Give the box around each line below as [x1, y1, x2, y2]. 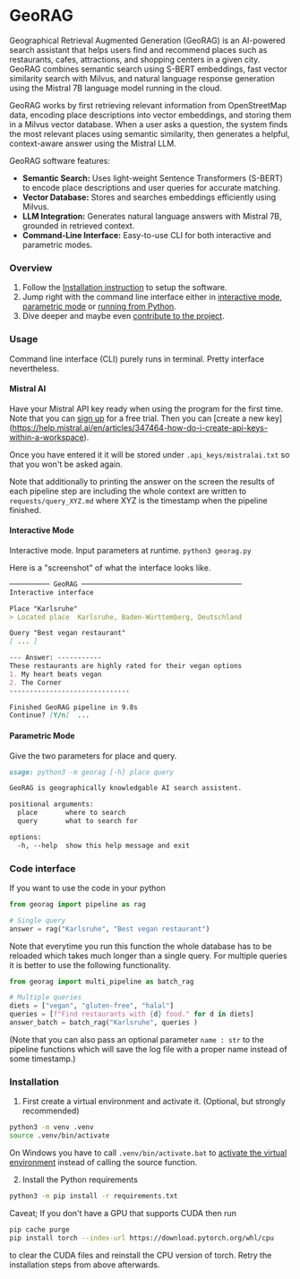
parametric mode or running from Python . [21, 301, 176, 312]
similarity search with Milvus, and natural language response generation [9, 73, 275, 83]
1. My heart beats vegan [9, 669, 102, 679]
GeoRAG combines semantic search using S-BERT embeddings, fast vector [9, 64, 287, 74]
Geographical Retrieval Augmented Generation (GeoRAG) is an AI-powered [9, 35, 286, 46]
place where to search [17, 808, 126, 818]
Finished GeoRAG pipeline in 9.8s [9, 702, 139, 712]
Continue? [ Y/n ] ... [9, 711, 90, 720]
